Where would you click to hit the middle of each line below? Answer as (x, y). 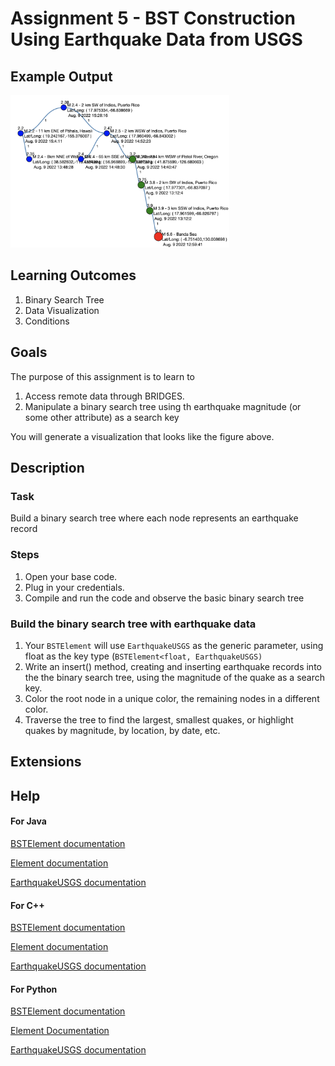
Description (47, 468)
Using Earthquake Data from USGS (156, 39)
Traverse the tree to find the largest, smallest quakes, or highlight (159, 719)
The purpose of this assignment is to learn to (102, 376)
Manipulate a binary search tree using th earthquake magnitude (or (163, 406)
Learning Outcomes (73, 275)
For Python (34, 989)
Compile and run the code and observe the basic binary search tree (164, 598)
